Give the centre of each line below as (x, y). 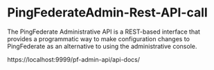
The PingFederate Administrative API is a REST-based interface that (104, 32)
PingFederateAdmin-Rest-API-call (107, 13)
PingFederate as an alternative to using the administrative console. (102, 46)
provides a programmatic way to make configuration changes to (99, 38)
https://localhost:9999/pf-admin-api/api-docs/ (74, 59)
